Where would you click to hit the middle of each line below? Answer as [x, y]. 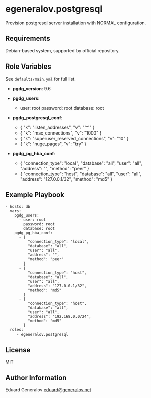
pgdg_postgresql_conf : [37, 118]
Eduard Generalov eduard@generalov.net [48, 390]
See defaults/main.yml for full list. [41, 79]
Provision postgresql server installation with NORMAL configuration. [76, 23]
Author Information [36, 378]
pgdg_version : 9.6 [32, 88]
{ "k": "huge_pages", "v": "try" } [53, 144]
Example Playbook [35, 195]
